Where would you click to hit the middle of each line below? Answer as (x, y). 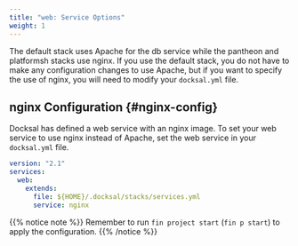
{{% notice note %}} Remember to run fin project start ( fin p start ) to (145, 222)
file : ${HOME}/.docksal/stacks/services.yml (117, 196)
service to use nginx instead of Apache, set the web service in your (133, 138)
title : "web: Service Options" (67, 17)
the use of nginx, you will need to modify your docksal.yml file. (124, 79)
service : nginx (61, 205)
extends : (41, 188)
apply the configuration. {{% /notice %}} (84, 231)
